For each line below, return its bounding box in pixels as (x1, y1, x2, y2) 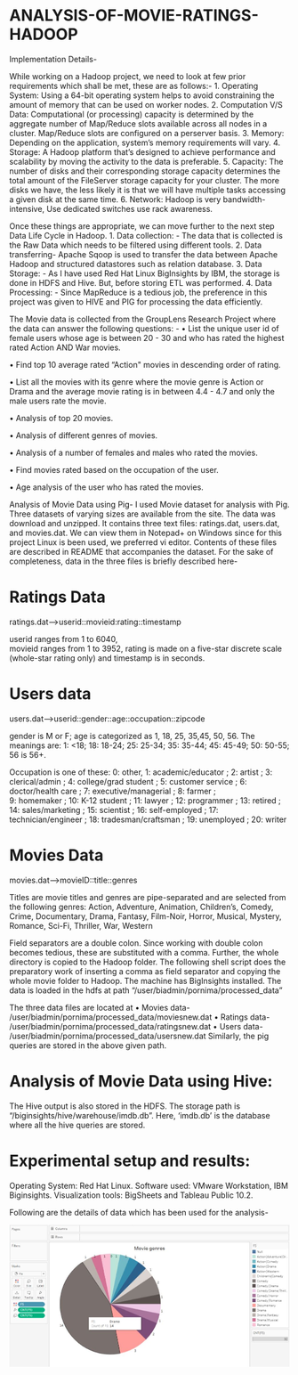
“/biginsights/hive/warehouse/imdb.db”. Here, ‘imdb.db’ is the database (9, 1110, 270, 1120)
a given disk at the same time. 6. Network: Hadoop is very (9, 193, 221, 205)
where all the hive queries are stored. (9, 1119, 146, 1130)
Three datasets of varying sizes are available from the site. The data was (9, 509, 276, 519)
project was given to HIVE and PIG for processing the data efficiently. (9, 296, 263, 307)
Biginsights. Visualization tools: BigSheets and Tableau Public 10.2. (9, 1190, 254, 1200)
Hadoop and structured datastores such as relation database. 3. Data (9, 258, 262, 269)
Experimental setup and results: (9, 1151, 251, 1171)
